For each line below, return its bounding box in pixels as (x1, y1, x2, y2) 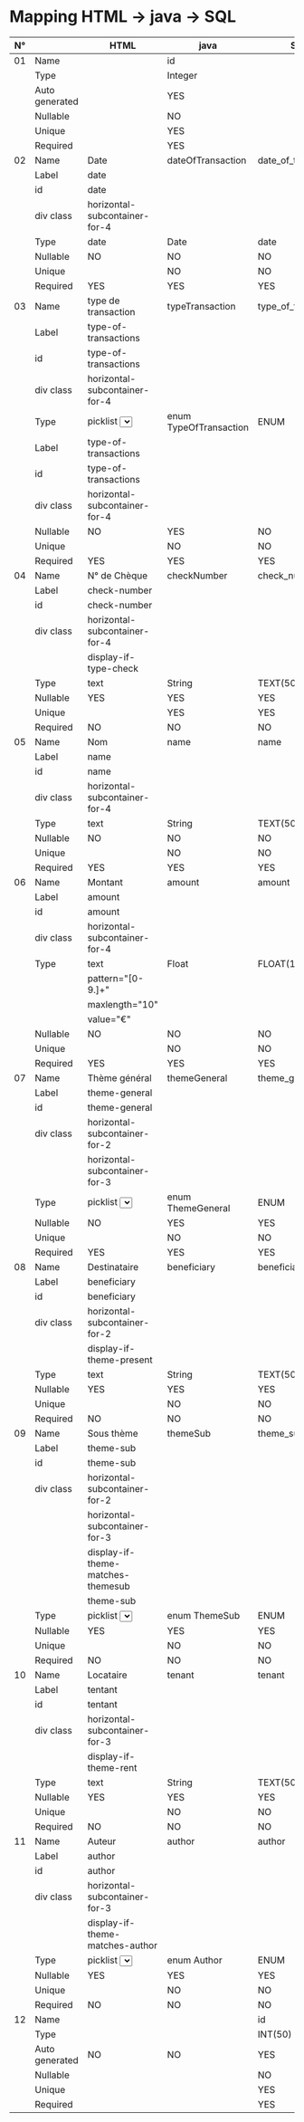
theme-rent (87, 1761, 138, 1773)
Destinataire (87, 1260, 139, 1273)
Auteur (87, 1835, 117, 1848)
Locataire (87, 1668, 128, 1681)
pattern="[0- (87, 971, 145, 984)
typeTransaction (166, 300, 236, 312)
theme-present (87, 1353, 153, 1366)
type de (87, 294, 120, 307)
